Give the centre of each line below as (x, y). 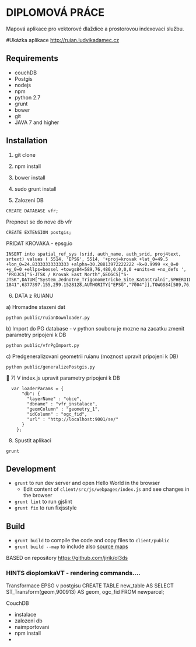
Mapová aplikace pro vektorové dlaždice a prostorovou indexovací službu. (95, 29)
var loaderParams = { (38, 388)
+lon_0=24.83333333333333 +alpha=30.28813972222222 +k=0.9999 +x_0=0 (92, 264)
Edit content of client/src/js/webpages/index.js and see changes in (106, 489)
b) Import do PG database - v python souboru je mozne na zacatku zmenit (95, 328)
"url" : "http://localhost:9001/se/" (73, 419)
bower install (30, 177)
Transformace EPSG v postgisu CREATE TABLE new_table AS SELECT (90, 586)
